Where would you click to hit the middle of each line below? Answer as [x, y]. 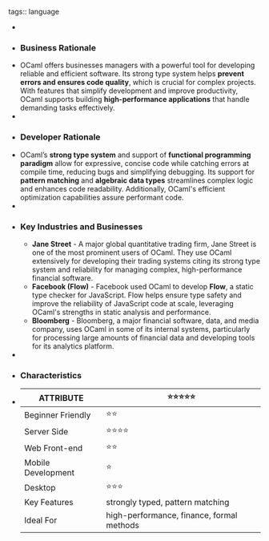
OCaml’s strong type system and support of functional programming [135, 155]
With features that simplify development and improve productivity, [129, 91]
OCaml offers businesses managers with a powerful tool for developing [137, 65]
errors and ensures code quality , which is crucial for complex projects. [138, 83]
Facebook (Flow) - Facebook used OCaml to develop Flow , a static [143, 286]
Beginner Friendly [57, 414]
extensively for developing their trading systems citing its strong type [146, 260]
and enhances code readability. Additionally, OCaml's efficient [122, 188]
